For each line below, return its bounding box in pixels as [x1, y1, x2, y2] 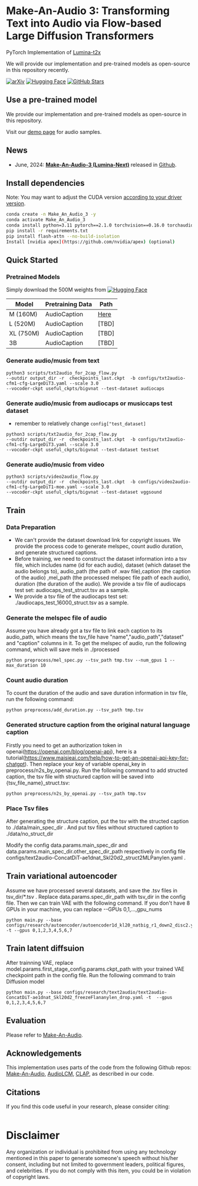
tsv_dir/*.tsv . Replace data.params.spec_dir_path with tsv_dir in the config [6, 893, 186, 900]
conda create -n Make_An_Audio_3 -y [6, 211, 96, 218]
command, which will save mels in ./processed [6, 646, 120, 653]
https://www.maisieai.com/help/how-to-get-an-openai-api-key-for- [24, 754, 189, 761]
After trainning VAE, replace [6, 959, 74, 966]
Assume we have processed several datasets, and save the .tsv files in [6, 886, 178, 894]
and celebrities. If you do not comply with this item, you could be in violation [6, 1167, 191, 1174]
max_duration [6, 662, 38, 669]
